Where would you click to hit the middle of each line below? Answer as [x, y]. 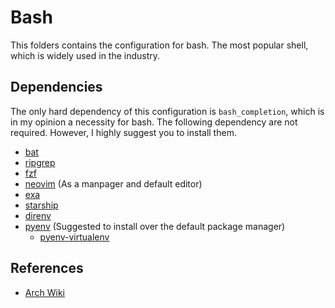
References [47, 268]
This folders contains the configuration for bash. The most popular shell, [159, 45]
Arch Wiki [44, 292]
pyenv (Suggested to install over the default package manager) [155, 226]
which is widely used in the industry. [85, 55]
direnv [38, 215]
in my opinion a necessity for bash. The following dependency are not [154, 122]
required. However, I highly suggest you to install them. [123, 132]
